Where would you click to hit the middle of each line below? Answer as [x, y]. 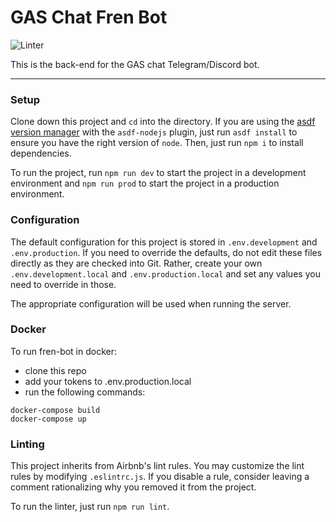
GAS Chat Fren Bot [89, 17]
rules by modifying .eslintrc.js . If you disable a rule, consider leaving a [160, 477]
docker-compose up [48, 419]
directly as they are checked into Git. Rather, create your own [136, 263]
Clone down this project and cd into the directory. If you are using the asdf [163, 122]
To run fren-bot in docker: [64, 351]
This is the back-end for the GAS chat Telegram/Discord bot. [135, 64]
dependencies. [41, 153]
